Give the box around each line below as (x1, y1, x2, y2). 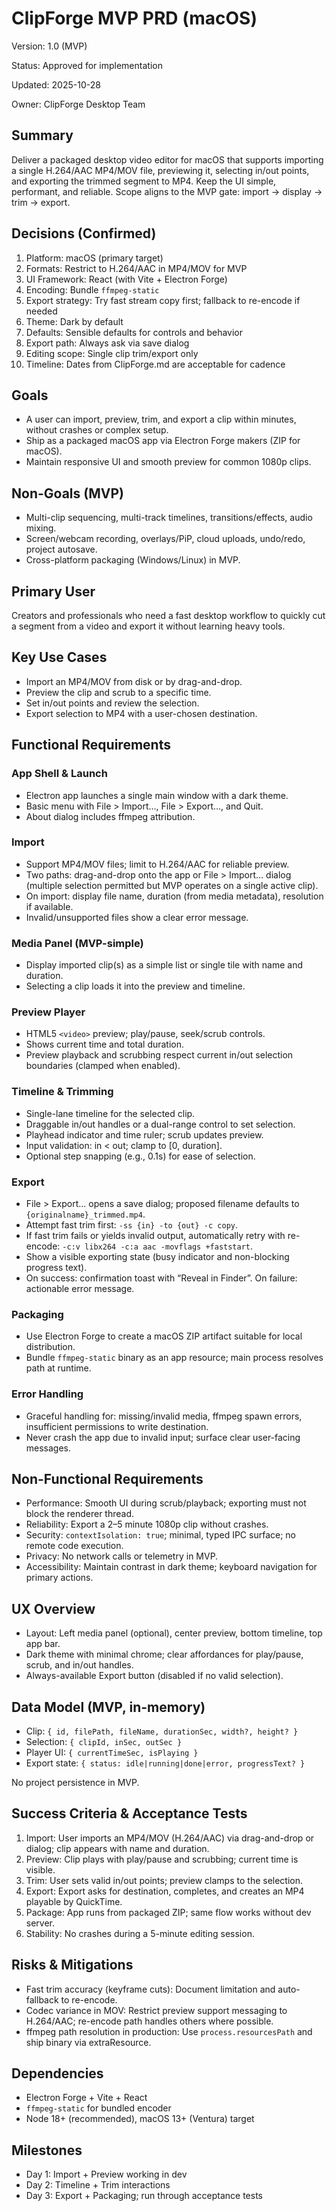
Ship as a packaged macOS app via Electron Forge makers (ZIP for (25, 435, 301, 447)
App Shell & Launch (11, 767, 108, 781)
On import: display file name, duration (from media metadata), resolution (25, 890, 324, 902)
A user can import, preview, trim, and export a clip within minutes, (25, 413, 297, 426)
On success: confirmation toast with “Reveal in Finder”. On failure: (25, 1272, 298, 1284)
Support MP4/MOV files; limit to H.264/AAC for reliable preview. (25, 858, 290, 870)
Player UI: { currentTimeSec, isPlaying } (25, 1747, 199, 1759)
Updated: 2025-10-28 (11, 78, 101, 91)
